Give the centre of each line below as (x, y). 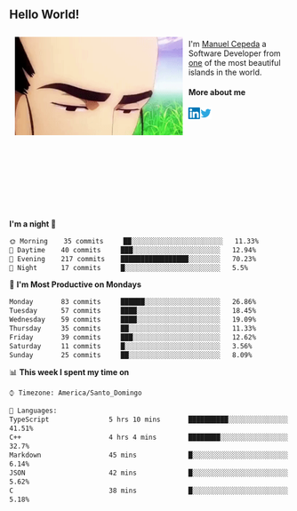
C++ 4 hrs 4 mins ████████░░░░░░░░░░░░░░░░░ (149, 438)
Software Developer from (235, 53)
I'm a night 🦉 (32, 224)
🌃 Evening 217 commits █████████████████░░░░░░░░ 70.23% (132, 259)
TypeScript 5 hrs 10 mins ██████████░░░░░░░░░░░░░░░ (149, 420)
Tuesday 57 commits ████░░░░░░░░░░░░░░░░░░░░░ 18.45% (132, 311)
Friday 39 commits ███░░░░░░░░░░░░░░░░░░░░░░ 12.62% (132, 338)
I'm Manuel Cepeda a (227, 44)
